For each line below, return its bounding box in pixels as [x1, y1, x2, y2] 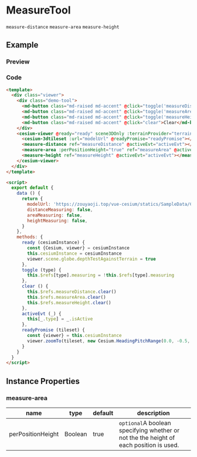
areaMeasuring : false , [27, 212, 83, 218]
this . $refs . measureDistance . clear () [27, 289, 117, 295]
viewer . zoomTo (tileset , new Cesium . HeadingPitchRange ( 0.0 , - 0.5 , [27, 338, 191, 344]
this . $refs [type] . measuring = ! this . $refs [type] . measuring [27, 272, 175, 278]
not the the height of [119, 433, 175, 442]
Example [6, 40, 39, 50]
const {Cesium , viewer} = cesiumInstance [27, 245, 130, 251]
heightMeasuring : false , [27, 218, 88, 224]
